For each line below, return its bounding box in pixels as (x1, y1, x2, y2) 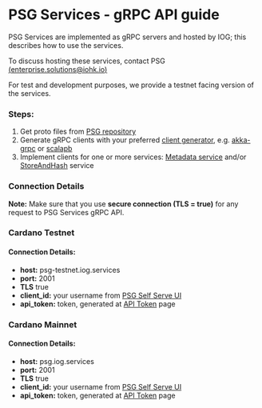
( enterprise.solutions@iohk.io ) (8, 64, 108, 74)
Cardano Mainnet (8, 318, 77, 330)
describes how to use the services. (8, 40, 124, 50)
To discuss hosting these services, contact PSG (8, 56, 165, 66)
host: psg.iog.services (19, 356, 94, 366)
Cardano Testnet (8, 227, 75, 238)
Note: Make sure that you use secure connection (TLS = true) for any (8, 198, 239, 209)
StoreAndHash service (19, 161, 94, 170)
